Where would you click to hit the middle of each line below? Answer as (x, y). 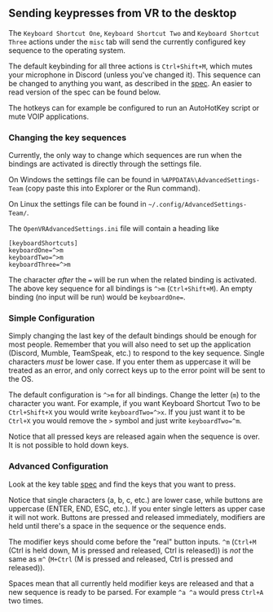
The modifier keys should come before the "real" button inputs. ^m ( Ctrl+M (132, 541)
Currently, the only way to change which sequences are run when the (125, 155)
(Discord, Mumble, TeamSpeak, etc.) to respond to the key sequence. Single (136, 353)
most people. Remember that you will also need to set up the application (130, 344)
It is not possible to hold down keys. (68, 445)
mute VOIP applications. (49, 116)
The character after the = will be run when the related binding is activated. (132, 280)
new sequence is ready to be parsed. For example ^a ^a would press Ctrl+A (136, 592)
